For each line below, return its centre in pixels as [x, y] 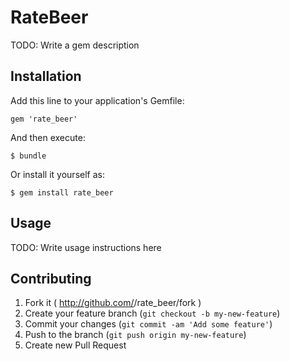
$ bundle [28, 156]
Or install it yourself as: [57, 174]
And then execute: [48, 137]
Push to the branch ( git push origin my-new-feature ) [135, 335]
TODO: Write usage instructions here [86, 247]
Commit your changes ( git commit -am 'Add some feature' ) [148, 324]
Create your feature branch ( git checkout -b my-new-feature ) [152, 313]
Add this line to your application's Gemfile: [97, 100]
